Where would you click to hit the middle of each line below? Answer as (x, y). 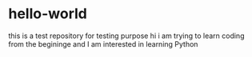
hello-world (48, 14)
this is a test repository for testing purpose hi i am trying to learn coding (126, 36)
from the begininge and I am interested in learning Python (103, 44)
